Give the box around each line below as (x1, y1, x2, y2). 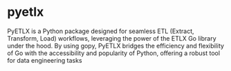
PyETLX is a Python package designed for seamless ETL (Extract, (7, 27, 195, 35)
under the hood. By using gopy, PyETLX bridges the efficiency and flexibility (7, 41, 225, 50)
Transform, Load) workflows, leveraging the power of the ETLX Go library (7, 34, 216, 42)
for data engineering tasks (7, 56, 82, 64)
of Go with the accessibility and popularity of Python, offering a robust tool (7, 49, 220, 57)
